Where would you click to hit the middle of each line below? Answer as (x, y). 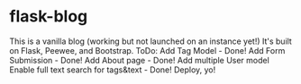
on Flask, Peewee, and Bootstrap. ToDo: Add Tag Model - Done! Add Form (147, 50)
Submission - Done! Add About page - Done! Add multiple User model (140, 60)
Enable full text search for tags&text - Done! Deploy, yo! (113, 70)
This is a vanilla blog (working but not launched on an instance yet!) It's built (151, 41)
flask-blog (49, 17)
